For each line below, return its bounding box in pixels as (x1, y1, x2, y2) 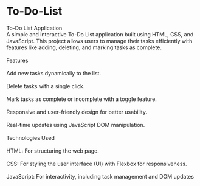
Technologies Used (6, 134, 55, 141)
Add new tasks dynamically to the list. (6, 69, 102, 77)
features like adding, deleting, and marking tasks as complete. (6, 44, 162, 51)
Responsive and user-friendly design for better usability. (6, 108, 148, 115)
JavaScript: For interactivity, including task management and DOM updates (6, 173, 195, 180)
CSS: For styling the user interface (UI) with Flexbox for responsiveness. (6, 160, 187, 167)
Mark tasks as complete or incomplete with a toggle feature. (6, 95, 157, 103)
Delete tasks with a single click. (6, 82, 85, 89)
